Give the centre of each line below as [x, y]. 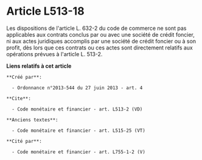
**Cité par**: [24, 141]
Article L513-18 [45, 11]
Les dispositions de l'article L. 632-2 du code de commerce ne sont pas [96, 28]
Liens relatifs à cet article [39, 66]
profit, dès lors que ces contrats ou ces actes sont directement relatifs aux [99, 48]
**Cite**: [19, 98]
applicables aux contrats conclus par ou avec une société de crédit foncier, [100, 34]
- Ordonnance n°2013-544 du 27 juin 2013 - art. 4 [77, 88]
